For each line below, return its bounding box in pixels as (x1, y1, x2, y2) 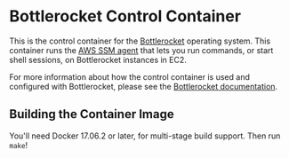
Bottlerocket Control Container (9, 6, 242, 27)
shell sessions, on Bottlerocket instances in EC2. (9, 54, 187, 65)
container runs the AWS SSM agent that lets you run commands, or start (9, 44, 274, 55)
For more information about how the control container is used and (9, 71, 251, 82)
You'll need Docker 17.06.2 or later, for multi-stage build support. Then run (9, 130, 281, 141)
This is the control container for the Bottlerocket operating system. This (9, 36, 271, 46)
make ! (9, 139, 28, 150)
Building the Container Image (9, 107, 175, 122)
